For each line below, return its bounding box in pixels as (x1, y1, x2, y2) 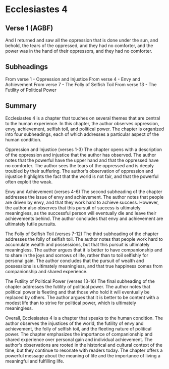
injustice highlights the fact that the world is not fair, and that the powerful (5, 173, 159, 179)
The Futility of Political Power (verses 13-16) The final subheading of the (5, 278, 155, 284)
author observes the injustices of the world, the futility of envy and (5, 320, 144, 326)
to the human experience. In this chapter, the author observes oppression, (5, 120, 159, 126)
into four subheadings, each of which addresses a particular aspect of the (5, 131, 159, 137)
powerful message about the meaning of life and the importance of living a (5, 352, 160, 358)
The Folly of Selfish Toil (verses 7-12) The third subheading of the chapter (5, 231, 159, 237)
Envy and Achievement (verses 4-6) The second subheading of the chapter (5, 189, 162, 195)
